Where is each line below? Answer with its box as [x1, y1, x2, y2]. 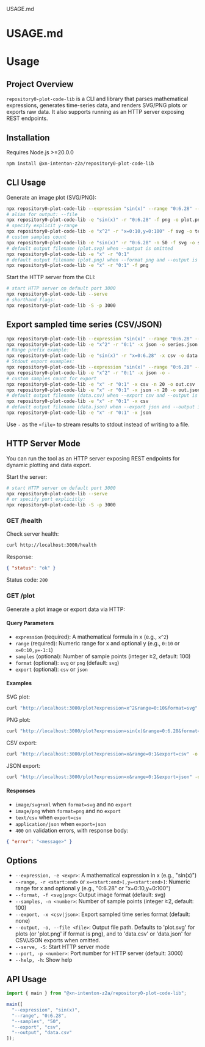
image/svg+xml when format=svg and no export [15, 800, 132, 808]
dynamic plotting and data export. [6, 461, 92, 468]
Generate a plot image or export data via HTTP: [6, 606, 126, 613]
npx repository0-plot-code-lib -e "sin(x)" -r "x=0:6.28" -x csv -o [6, 353, 184, 359]
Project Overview [6, 79, 74, 89]
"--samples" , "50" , [12, 1018, 62, 1024]
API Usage [6, 974, 47, 985]
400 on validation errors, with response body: [15, 827, 129, 834]
